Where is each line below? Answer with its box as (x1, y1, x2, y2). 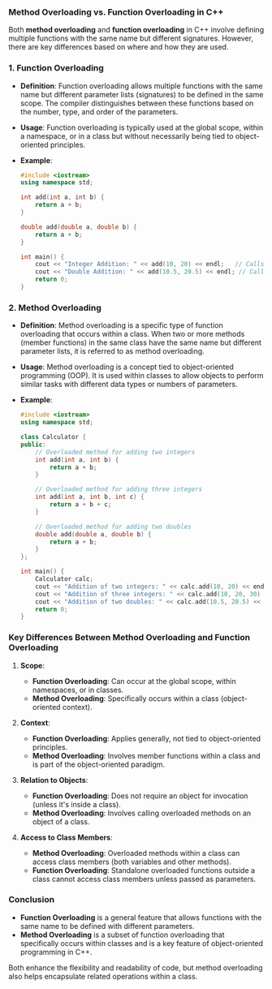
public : (19, 441, 46, 449)
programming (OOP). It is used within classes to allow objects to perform (19, 371, 264, 381)
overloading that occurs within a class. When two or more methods (19, 329, 245, 339)
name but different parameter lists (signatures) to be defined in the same (19, 89, 264, 99)
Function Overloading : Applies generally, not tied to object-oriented (32, 733, 261, 743)
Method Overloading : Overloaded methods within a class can (32, 848, 240, 858)
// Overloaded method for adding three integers (35, 485, 203, 493)
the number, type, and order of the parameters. (19, 106, 179, 116)
